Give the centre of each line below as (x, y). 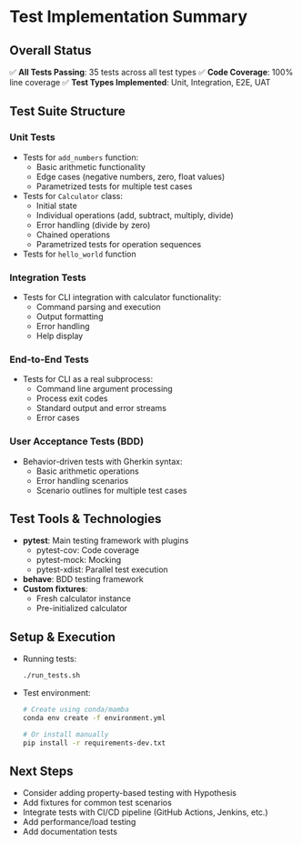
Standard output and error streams (101, 408)
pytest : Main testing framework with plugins (106, 541)
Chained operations (73, 235)
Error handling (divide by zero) (93, 225)
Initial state (56, 206)
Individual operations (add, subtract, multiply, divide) (135, 215)
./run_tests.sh (51, 676)
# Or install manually (65, 734)
